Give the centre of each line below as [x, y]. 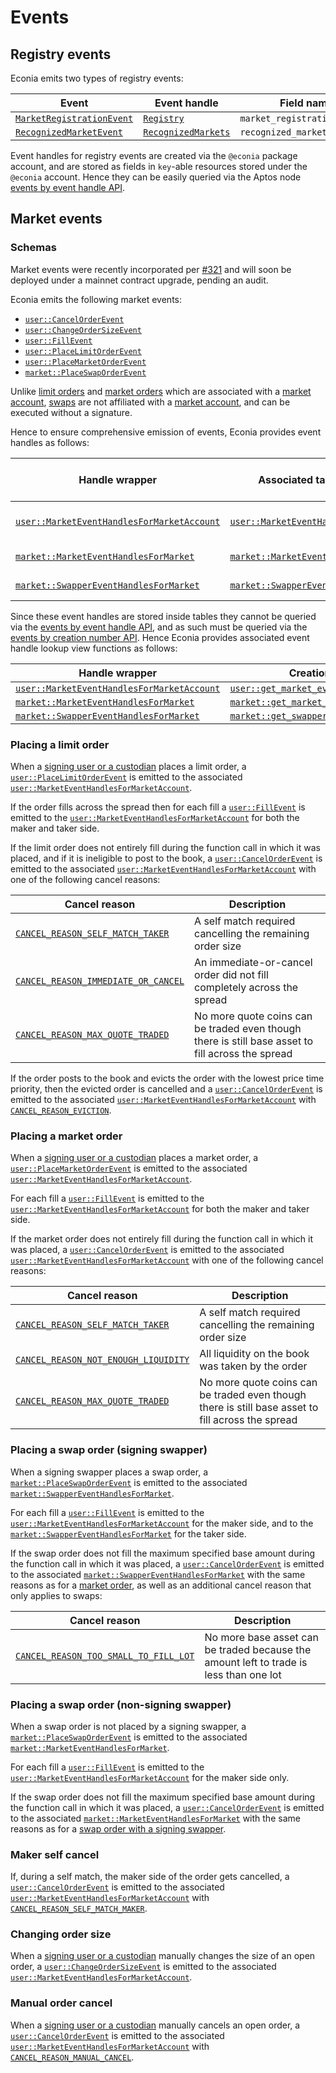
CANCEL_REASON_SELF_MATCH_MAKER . [79, 1908]
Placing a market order [66, 1136]
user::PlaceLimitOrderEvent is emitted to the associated [126, 777]
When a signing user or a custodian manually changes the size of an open [163, 1956]
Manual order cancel [61, 2003]
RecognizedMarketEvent [69, 132]
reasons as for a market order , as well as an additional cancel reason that [161, 1585]
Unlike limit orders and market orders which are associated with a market [161, 391]
